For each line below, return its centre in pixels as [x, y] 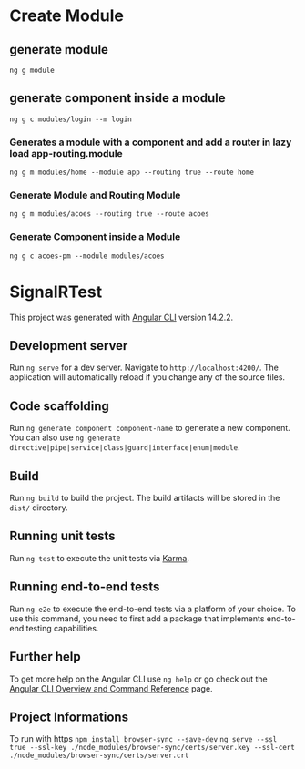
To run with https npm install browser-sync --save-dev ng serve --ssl [143, 739]
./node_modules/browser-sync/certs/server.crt [99, 756]
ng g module [32, 70]
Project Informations [69, 717]
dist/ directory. [39, 508]
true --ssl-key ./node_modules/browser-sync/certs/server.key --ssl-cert [152, 748]
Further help [46, 657]
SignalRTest [56, 292]
